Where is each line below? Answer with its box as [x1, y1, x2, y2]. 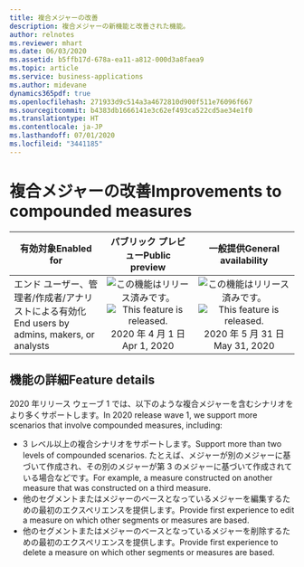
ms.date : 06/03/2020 [9, 47, 88, 56]
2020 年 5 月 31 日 [203, 327, 285, 340]
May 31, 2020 [214, 339, 275, 352]
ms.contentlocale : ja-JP [9, 123, 103, 132]
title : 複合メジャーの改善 [9, 13, 99, 23]
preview [129, 260, 166, 273]
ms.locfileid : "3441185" [9, 139, 103, 148]
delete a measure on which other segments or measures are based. [22, 546, 275, 557]
